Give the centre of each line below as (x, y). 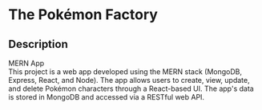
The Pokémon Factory (83, 15)
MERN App (26, 63)
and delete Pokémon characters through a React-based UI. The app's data (131, 88)
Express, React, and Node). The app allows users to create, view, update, (129, 80)
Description (38, 44)
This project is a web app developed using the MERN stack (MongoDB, (125, 72)
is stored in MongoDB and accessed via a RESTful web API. (107, 97)
